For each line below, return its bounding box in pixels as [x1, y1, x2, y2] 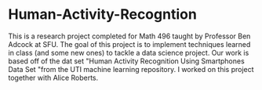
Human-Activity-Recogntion [8, 5, 198, 23]
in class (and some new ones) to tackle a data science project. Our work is [8, 48, 249, 57]
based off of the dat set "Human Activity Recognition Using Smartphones [8, 56, 245, 66]
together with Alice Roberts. [8, 73, 99, 82]
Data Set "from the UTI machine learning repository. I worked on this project [8, 64, 254, 74]
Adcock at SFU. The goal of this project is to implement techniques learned [8, 39, 251, 49]
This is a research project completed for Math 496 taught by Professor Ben [8, 31, 251, 41]
